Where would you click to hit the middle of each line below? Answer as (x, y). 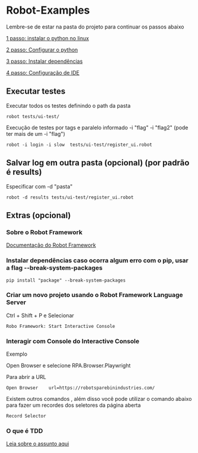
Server (16, 302)
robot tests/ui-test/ (33, 116)
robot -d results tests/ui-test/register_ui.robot (70, 197)
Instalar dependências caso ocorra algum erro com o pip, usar (97, 260)
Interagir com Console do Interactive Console (73, 341)
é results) (24, 172)
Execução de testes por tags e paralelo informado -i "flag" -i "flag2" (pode (97, 127)
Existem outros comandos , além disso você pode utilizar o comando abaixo (99, 399)
